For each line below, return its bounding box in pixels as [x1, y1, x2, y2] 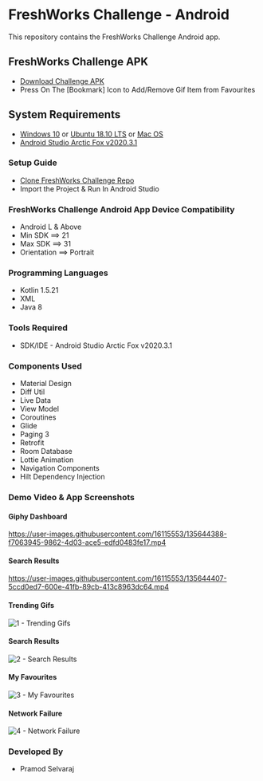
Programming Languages [8, 267, 109, 278]
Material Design [19, 379, 72, 389]
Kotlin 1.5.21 [19, 286, 59, 295]
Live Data [19, 396, 52, 405]
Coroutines [19, 412, 57, 422]
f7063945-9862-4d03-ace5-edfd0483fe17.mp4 [8, 538, 167, 547]
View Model [19, 404, 60, 414]
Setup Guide [8, 157, 57, 168]
